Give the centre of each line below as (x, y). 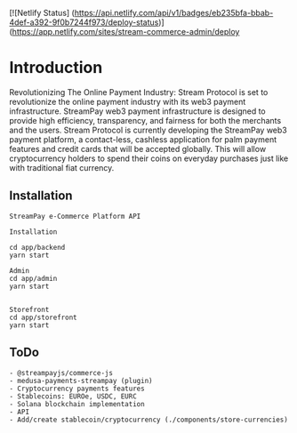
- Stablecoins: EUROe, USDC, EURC (73, 396)
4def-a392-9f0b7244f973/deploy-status (84, 22)
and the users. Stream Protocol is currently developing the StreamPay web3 (148, 130)
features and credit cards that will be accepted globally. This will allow (138, 148)
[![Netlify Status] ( (42, 13)
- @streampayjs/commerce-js (61, 373)
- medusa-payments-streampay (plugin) (81, 381)
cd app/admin (33, 278)
